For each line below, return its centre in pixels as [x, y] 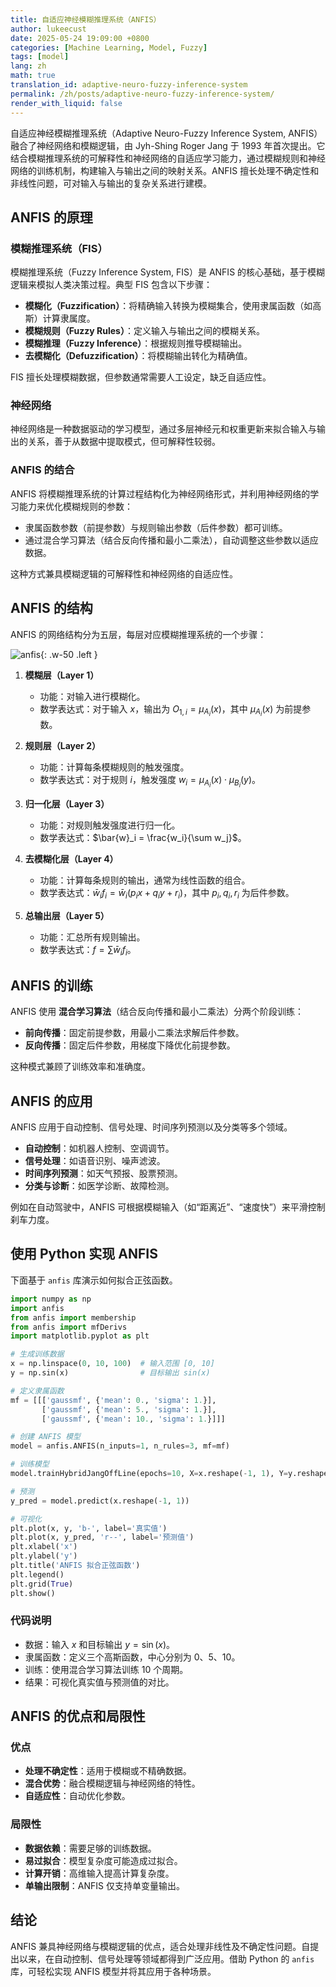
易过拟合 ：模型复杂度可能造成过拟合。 [103, 1860]
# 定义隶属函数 [37, 1391]
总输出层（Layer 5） [67, 915]
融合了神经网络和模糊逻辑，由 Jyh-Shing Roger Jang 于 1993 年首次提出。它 [168, 145]
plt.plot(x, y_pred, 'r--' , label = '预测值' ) [102, 1537]
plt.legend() [37, 1574]
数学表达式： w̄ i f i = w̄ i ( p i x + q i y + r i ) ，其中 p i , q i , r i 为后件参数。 [167, 893]
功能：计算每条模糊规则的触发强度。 [114, 767]
